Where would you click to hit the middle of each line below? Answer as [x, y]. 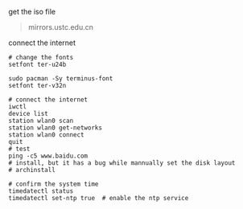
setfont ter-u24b [37, 64]
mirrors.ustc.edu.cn [61, 27]
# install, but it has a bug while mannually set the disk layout [122, 163]
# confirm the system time [54, 184]
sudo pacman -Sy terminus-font [61, 79]
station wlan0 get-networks [56, 128]
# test [19, 149]
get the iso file [32, 12]
